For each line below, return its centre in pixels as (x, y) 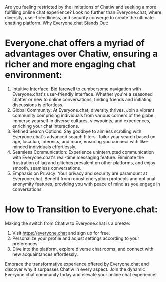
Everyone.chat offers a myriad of (75, 43)
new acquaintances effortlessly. (45, 254)
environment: (34, 75)
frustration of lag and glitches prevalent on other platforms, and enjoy (84, 163)
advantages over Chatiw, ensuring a (82, 54)
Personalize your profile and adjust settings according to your (76, 238)
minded (20, 147)
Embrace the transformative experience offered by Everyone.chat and (77, 264)
